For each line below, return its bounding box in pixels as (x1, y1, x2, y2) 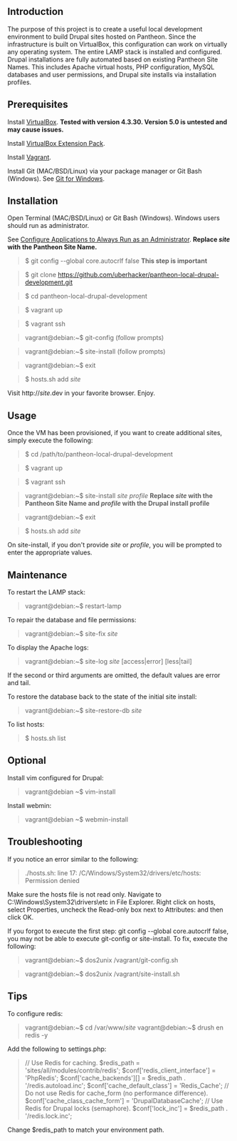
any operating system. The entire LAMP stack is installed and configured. (7, 47, 223, 56)
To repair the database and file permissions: (7, 616, 137, 624)
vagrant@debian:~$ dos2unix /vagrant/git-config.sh (24, 955, 179, 964)
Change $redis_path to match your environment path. (7, 1125, 164, 1134)
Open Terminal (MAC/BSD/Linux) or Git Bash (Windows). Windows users (7, 214, 221, 222)
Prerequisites (7, 99, 68, 111)
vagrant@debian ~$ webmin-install (24, 814, 129, 824)
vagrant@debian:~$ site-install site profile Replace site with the (24, 492, 214, 500)
